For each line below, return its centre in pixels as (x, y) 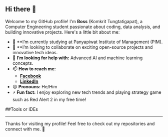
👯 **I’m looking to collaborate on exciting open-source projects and (82, 47)
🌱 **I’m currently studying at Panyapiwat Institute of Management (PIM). (87, 42)
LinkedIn (29, 81)
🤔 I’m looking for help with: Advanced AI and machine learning (77, 58)
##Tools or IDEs (22, 109)
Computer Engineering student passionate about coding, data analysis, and (83, 27)
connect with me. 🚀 (25, 129)
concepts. (23, 63)
